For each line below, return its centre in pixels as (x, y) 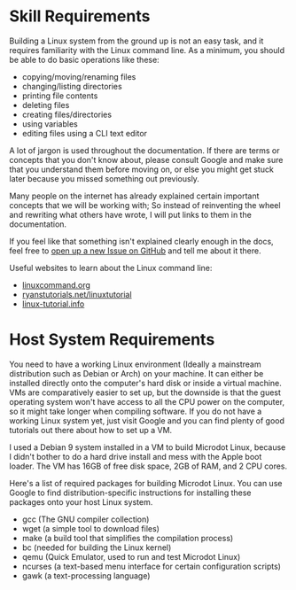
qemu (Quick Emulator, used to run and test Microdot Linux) (131, 556)
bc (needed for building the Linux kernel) (97, 547)
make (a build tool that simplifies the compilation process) (128, 538)
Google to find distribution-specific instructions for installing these (130, 493)
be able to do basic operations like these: (84, 59)
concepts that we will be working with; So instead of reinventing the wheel (145, 205)
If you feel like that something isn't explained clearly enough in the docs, (141, 241)
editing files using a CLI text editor (85, 133)
